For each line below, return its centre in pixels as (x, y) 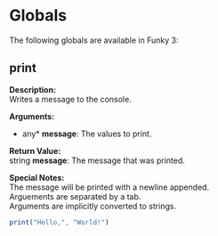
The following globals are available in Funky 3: (94, 40)
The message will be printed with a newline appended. (109, 187)
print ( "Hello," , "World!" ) (59, 222)
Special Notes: (37, 177)
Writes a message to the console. (70, 99)
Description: (32, 89)
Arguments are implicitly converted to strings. (93, 206)
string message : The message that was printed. (97, 160)
